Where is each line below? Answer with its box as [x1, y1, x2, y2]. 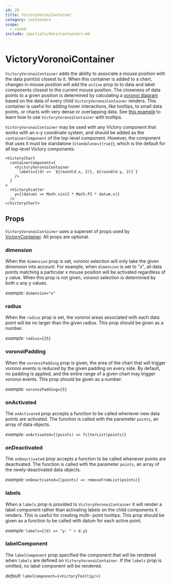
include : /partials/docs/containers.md [5, 31, 90, 36]
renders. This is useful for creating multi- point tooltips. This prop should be [5, 512, 165, 518]
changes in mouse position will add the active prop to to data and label [5, 81, 155, 87]
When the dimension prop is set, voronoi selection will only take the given [5, 258, 159, 264]
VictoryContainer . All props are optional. [5, 233, 90, 240]
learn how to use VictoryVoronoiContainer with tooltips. [5, 114, 123, 120]
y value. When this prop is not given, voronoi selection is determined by [5, 275, 156, 281]
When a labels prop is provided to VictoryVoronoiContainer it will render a [5, 501, 162, 507]
